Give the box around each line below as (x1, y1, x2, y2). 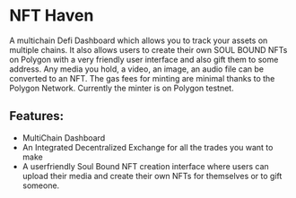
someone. (22, 180, 60, 191)
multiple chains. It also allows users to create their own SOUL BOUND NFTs (9, 44, 288, 55)
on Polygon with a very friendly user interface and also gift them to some (9, 54, 279, 65)
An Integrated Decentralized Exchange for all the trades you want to (22, 142, 274, 152)
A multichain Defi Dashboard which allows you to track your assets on (9, 35, 268, 46)
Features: (9, 108, 65, 124)
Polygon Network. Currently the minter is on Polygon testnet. (9, 82, 235, 93)
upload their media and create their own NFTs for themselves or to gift (22, 170, 283, 181)
